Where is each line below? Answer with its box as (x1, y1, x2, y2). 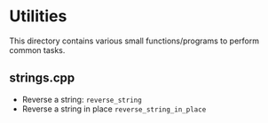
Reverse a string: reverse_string (21, 94, 142, 104)
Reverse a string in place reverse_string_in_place (21, 104, 207, 114)
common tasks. (9, 44, 66, 55)
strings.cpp (9, 71, 75, 86)
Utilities (9, 6, 67, 27)
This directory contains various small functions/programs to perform (9, 35, 260, 46)
